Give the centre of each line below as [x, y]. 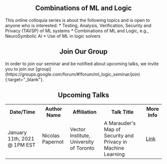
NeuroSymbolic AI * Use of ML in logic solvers [53, 36]
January [17, 133]
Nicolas [51, 136]
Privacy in [116, 142]
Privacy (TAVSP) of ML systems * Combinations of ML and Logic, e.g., [77, 31]
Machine [114, 148]
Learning [115, 155]
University [82, 142]
